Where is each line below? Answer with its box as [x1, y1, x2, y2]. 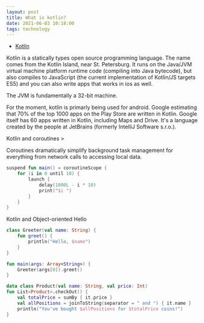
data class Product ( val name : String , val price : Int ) [6, 283, 148, 290]
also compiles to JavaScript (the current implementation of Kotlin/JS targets [6, 74, 196, 81]
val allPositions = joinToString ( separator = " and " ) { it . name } [17, 300, 191, 306]
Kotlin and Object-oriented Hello [6, 215, 87, 223]
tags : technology [6, 26, 50, 32]
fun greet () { [17, 233, 53, 239]
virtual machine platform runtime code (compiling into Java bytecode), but [6, 68, 192, 75]
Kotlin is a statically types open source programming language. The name [6, 54, 191, 61]
